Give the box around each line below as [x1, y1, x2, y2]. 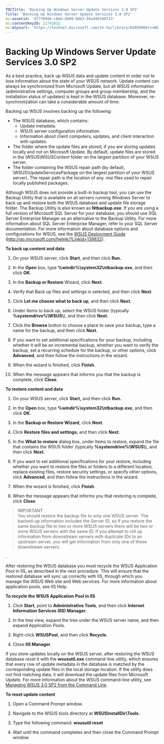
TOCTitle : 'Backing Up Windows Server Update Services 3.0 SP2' [5, 7, 139, 12]
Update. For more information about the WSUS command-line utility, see [5, 677, 151, 683]
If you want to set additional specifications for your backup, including [12, 337, 152, 343]
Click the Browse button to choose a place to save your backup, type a [12, 322, 156, 328]
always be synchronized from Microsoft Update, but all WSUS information [5, 84, 154, 89]
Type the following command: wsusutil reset [12, 720, 103, 726]
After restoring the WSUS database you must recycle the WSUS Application [5, 563, 158, 569]
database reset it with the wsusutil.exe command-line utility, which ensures [5, 656, 158, 662]
